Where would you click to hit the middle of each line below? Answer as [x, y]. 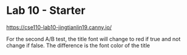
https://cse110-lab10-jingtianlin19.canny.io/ [59, 27]
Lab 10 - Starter [46, 11]
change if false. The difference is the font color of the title [78, 45]
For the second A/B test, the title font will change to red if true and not [93, 39]
